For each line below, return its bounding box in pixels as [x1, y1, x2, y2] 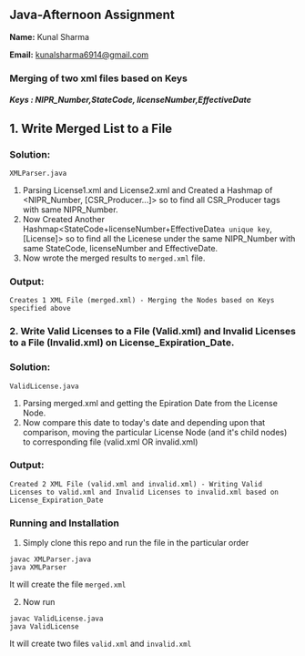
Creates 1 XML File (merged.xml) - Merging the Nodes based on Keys [9, 296, 275, 305]
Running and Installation [9, 517, 120, 529]
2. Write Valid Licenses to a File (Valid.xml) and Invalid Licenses [9, 325, 296, 338]
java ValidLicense [9, 622, 79, 631]
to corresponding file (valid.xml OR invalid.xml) [22, 436, 198, 447]
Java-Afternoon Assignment [9, 7, 175, 23]
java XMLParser [9, 563, 67, 572]
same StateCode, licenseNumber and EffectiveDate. [22, 243, 219, 254]
